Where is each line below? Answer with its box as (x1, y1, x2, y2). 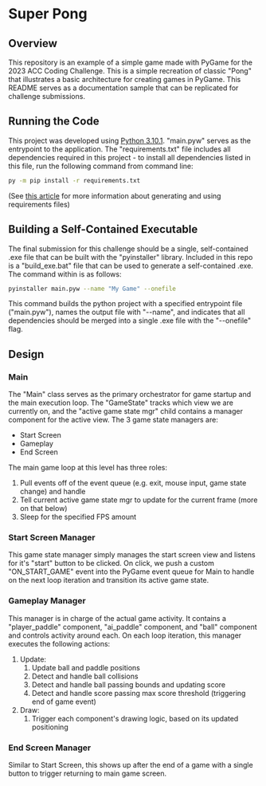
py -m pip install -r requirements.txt (8, 176, 141, 184)
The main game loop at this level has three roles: (8, 463, 167, 473)
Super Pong (8, 5, 88, 23)
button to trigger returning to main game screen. (8, 768, 167, 778)
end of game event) (31, 697, 97, 706)
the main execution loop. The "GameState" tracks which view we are (8, 398, 233, 407)
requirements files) (8, 199, 70, 209)
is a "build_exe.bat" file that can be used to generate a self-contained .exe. (8, 261, 253, 270)
